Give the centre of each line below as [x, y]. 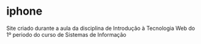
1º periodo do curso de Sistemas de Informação [66, 34]
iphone [24, 11]
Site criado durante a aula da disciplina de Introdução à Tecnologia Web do [101, 28]
